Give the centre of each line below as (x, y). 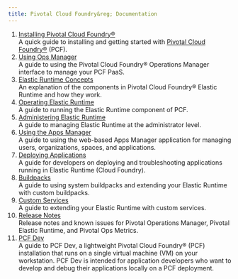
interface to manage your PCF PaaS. (71, 72)
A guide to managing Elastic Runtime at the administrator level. (109, 124)
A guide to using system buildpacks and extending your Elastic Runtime (123, 185)
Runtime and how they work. (60, 94)
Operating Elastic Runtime (56, 102)
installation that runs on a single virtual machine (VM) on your (108, 253)
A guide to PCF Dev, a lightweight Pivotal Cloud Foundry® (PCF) (112, 245)
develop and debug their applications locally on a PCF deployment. (116, 268)
